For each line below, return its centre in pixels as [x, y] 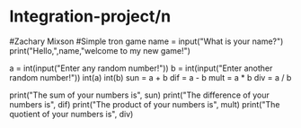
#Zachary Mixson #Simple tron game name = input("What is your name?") [146, 41]
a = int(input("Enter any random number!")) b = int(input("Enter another [141, 68]
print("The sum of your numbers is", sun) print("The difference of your [139, 95]
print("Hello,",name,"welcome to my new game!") [100, 50]
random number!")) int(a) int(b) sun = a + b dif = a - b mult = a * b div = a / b [150, 77]
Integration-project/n [90, 17]
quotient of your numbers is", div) [71, 114]
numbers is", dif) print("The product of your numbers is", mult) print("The [145, 104]
